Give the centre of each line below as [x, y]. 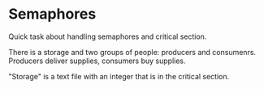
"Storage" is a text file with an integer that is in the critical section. [119, 76]
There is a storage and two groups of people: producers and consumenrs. [132, 52]
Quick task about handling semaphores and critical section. [108, 36]
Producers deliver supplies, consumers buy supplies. [97, 61]
